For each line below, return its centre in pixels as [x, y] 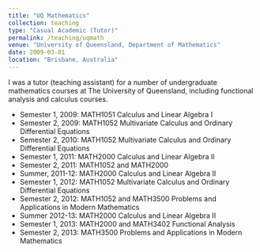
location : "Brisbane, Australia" [63, 60]
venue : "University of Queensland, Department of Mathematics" [115, 45]
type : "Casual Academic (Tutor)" [63, 30]
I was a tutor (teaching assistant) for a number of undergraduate [113, 82]
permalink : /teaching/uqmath [56, 38]
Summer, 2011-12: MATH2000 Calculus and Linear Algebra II [118, 173]
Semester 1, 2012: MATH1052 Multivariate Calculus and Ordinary [124, 181]
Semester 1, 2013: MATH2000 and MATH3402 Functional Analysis [127, 223]
